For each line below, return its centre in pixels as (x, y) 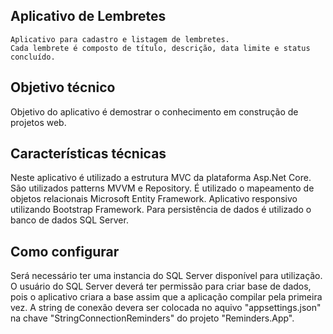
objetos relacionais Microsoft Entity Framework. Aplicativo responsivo (154, 199)
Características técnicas (88, 154)
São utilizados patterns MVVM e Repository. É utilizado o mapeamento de (162, 188)
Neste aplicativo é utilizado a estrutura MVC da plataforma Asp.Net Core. (161, 178)
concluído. (33, 57)
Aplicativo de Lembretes (88, 16)
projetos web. (38, 122)
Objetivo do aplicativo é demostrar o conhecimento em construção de (154, 111)
